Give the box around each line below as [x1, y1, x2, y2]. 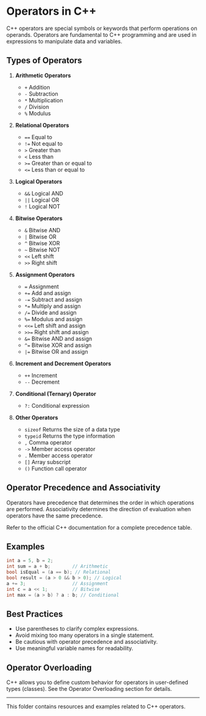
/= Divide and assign [24, 308, 77, 316]
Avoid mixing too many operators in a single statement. [15, 631, 154, 639]
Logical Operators [15, 178, 63, 185]
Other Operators [15, 414, 58, 421]
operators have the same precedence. [6, 512, 103, 519]
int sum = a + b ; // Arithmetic [6, 563, 109, 569]
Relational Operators [15, 121, 69, 129]
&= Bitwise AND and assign [24, 335, 93, 342]
